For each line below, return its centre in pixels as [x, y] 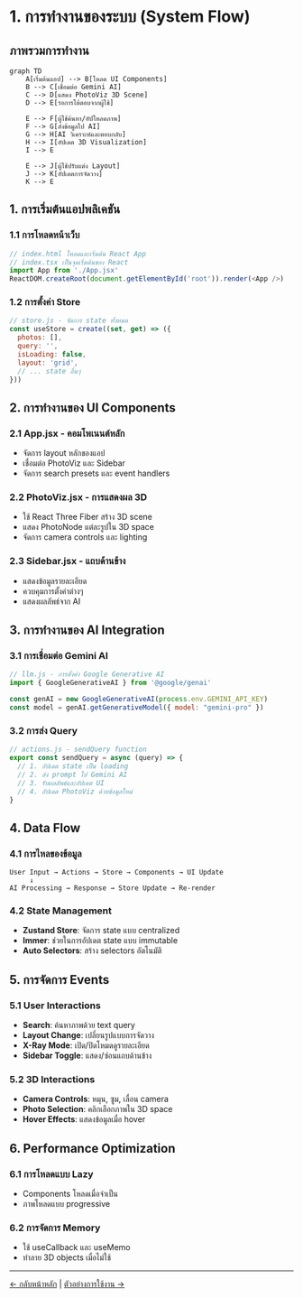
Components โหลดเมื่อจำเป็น [70, 1194]
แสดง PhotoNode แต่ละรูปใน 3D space [88, 527]
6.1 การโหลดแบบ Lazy [51, 1173]
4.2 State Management [61, 911]
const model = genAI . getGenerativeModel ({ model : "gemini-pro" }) [137, 708]
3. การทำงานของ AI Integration [87, 630]
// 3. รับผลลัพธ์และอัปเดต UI [61, 783]
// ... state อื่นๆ [49, 371]
